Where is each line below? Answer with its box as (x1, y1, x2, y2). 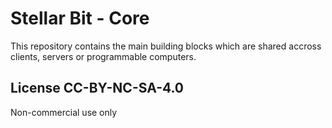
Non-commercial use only (10, 106, 118, 118)
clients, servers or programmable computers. (10, 50, 197, 62)
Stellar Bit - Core (10, 7, 150, 30)
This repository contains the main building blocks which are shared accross (10, 40, 322, 52)
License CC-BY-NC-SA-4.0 (10, 80, 185, 97)
